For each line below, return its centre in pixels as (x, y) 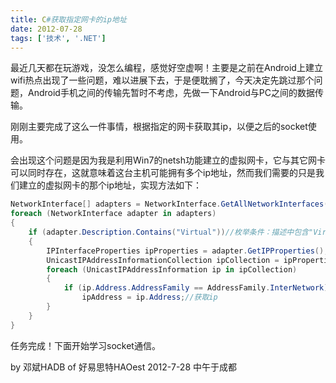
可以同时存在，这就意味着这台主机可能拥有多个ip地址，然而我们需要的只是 (163, 173)
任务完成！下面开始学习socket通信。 (85, 345)
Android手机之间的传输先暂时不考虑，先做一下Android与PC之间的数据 (171, 93)
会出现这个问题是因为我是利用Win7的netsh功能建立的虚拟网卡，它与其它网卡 (168, 160)
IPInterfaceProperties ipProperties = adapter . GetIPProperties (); (187, 251)
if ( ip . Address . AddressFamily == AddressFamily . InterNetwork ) (196, 288)
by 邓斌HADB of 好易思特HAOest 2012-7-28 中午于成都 (123, 367)
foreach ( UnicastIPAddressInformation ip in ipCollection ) (172, 269)
